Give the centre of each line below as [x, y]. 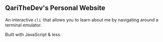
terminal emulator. [23, 25]
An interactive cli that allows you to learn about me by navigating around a [82, 20]
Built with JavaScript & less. [33, 34]
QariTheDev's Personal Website [55, 8]
